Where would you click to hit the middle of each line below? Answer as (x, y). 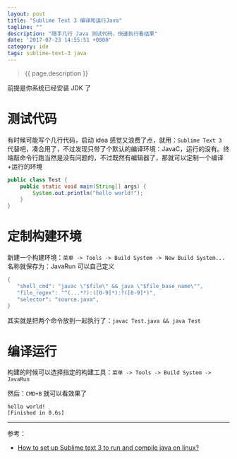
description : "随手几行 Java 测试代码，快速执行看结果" (83, 34)
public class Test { (38, 180)
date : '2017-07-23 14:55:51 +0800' (60, 40)
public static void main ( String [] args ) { (83, 186)
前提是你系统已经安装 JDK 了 (49, 88)
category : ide (28, 47)
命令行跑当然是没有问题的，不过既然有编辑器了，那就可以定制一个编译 (121, 157)
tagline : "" (25, 27)
